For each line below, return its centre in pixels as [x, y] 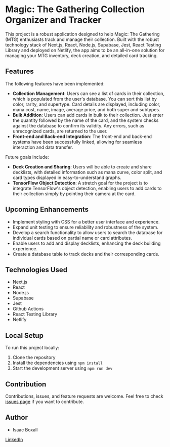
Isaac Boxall [25, 430]
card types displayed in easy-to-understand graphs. [67, 177]
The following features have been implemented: [55, 83]
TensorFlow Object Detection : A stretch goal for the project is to [80, 183]
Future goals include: [27, 157]
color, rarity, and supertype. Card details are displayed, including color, [87, 104]
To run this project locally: [32, 348]
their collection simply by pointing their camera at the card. [74, 194]
